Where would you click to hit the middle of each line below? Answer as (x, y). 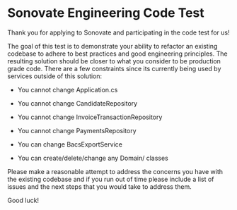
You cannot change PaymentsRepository (77, 130)
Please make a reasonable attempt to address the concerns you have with (115, 171)
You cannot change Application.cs (68, 89)
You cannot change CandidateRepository (77, 103)
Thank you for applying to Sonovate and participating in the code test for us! (118, 32)
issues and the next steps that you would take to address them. (100, 186)
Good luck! (23, 200)
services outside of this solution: (55, 76)
